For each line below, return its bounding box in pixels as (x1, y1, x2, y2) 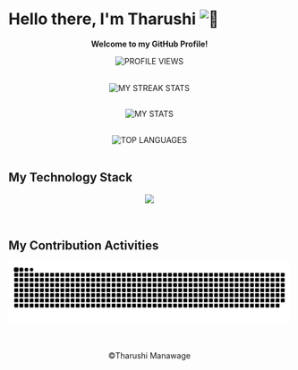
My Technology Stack (8, 170, 133, 185)
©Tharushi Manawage (107, 350, 192, 361)
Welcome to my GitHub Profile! (90, 38, 209, 49)
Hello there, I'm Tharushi (8, 9, 196, 29)
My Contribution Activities (8, 238, 159, 253)
